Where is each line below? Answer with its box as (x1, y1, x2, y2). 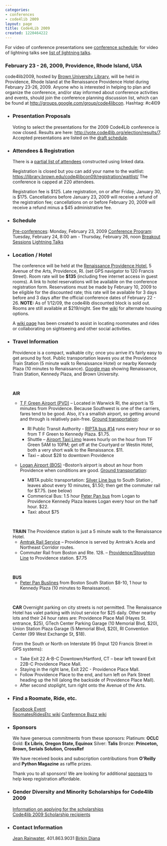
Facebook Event (12, 706, 46, 712)
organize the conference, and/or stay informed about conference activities (5, 90, 159, 96)
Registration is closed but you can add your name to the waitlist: (12, 168, 145, 174)
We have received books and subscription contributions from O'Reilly (12, 755, 156, 761)
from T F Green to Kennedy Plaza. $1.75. (27, 431, 111, 437)
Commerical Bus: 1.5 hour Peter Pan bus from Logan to (27, 493, 141, 499)
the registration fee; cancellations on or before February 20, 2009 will (12, 199, 156, 205)
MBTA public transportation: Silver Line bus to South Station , (27, 477, 153, 483)
